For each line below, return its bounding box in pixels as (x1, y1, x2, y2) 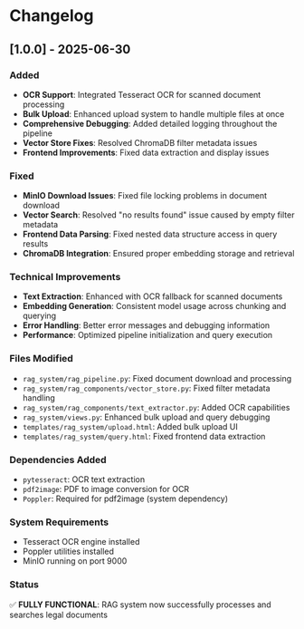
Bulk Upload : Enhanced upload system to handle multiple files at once (22, 108, 285, 119)
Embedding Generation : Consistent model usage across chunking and (22, 301, 287, 312)
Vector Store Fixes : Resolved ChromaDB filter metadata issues (22, 137, 258, 148)
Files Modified (9, 353, 74, 365)
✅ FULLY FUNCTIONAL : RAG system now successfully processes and (9, 599, 271, 610)
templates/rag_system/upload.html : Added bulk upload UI (22, 421, 238, 431)
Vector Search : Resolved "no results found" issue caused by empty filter (22, 209, 295, 220)
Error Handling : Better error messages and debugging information (22, 320, 271, 331)
